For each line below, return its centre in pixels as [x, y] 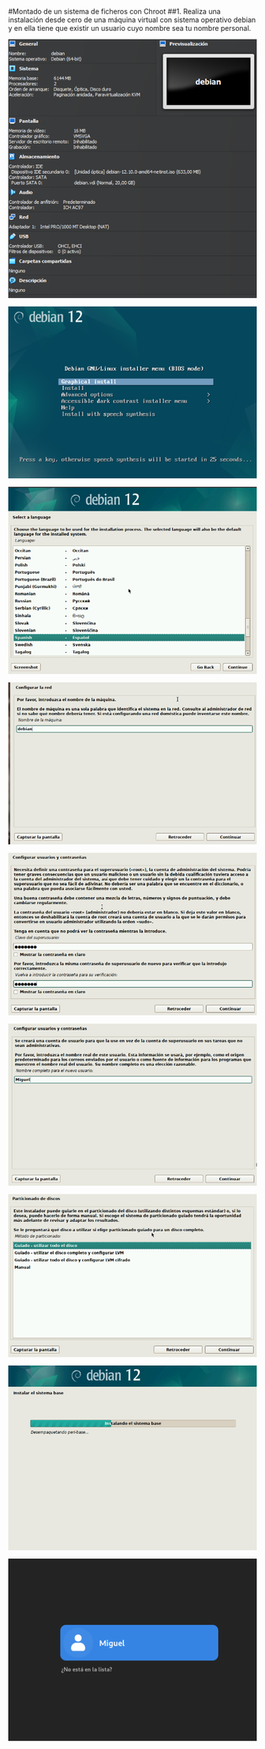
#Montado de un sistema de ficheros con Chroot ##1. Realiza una [114, 11]
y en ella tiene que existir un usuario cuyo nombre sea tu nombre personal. [130, 28]
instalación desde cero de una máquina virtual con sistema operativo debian [132, 20]
